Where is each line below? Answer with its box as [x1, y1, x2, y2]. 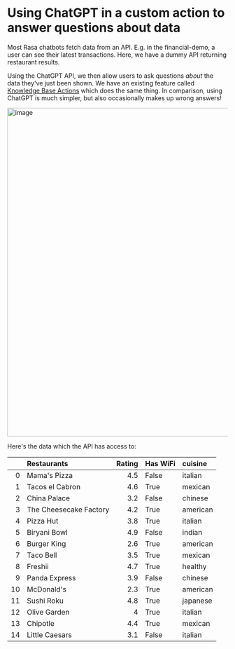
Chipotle [27, 618, 55, 628]
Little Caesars [27, 629, 72, 639]
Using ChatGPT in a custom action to [7, 5, 225, 21]
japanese [182, 596, 213, 606]
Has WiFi [145, 458, 176, 468]
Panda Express [27, 573, 76, 582]
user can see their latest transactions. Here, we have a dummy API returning [7, 50, 227, 59]
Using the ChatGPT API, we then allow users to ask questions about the [7, 71, 214, 80]
